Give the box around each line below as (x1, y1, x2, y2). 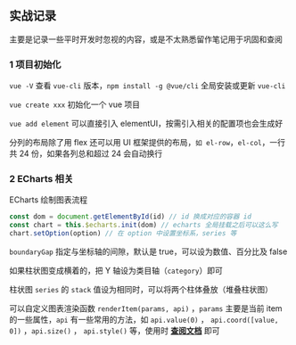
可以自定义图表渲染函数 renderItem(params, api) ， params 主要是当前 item (9, 303, 283, 314)
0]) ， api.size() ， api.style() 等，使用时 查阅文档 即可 (9, 325, 220, 336)
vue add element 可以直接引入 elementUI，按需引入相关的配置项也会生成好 (9, 119, 284, 129)
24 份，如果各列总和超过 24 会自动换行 (19, 148, 163, 159)
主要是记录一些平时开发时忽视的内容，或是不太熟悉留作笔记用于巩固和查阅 (9, 34, 283, 45)
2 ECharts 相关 (9, 173, 74, 185)
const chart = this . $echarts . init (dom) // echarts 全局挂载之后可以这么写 (9, 221, 278, 230)
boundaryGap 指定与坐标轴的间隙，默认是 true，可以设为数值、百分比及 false (9, 246, 288, 257)
